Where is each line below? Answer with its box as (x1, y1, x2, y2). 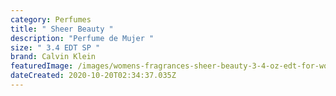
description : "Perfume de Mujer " (10, 33, 155, 43)
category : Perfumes (10, 14, 92, 25)
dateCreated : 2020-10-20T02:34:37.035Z (10, 71, 177, 81)
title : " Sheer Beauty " (10, 24, 114, 34)
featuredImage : (10, 61, 74, 71)
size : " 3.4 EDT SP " (10, 42, 101, 53)
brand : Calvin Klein (10, 52, 97, 62)
